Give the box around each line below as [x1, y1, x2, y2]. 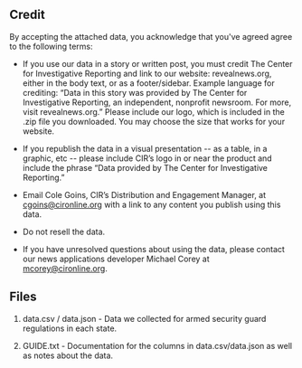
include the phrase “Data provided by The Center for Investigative [22, 162, 269, 173]
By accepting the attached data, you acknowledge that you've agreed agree [9, 31, 293, 42]
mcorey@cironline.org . [22, 262, 109, 274]
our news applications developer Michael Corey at [22, 253, 210, 264]
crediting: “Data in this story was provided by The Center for [22, 87, 248, 98]
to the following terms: [9, 41, 93, 52]
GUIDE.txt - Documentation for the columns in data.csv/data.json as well [22, 340, 292, 351]
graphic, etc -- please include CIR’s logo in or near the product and [22, 153, 273, 164]
